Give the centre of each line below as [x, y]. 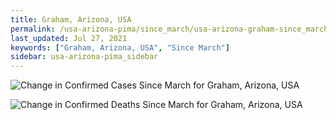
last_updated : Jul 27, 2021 [69, 38]
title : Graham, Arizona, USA [71, 19]
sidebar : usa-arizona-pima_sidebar [84, 57]
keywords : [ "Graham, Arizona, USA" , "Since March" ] [120, 47]
